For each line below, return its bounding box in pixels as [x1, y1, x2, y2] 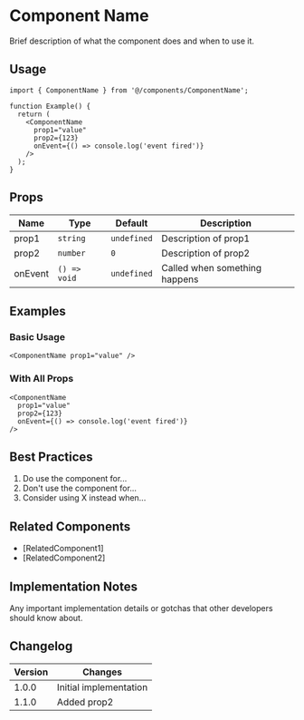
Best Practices [9, 449, 93, 464]
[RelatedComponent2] [22, 552, 106, 563]
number [57, 248, 86, 258]
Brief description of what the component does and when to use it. [9, 35, 255, 46]
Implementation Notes [9, 579, 138, 594]
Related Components [9, 519, 131, 534]
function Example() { [9, 102, 91, 111]
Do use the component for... [22, 473, 128, 484]
